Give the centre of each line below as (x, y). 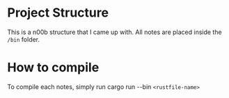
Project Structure (58, 13)
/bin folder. (24, 39)
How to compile (53, 68)
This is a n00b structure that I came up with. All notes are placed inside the (114, 32)
